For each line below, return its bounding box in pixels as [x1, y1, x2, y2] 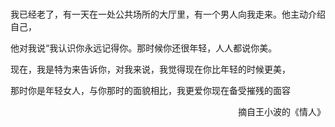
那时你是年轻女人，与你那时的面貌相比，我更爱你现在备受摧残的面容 [10, 84, 291, 96]
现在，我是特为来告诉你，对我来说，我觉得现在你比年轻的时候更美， [10, 63, 291, 75]
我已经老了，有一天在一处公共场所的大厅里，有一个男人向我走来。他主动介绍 [10, 8, 326, 20]
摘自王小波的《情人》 [238, 105, 326, 117]
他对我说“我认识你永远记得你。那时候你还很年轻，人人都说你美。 [10, 42, 278, 54]
